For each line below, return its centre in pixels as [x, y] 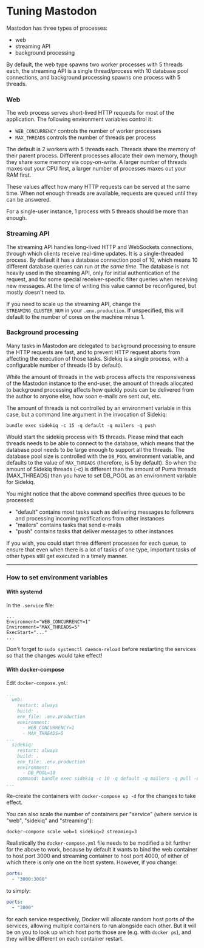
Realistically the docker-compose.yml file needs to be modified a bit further [98, 843]
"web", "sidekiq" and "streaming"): [50, 820]
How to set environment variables [57, 577]
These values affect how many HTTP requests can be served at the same [98, 187]
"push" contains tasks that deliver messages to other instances [94, 531]
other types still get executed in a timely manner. [67, 556]
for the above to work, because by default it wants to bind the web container [102, 850]
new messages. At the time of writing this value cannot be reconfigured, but [101, 285]
